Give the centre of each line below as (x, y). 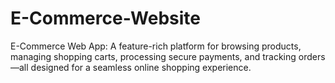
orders (312, 56)
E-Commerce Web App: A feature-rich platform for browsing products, (156, 46)
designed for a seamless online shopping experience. (141, 67)
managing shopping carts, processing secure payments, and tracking (153, 56)
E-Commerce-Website (106, 18)
